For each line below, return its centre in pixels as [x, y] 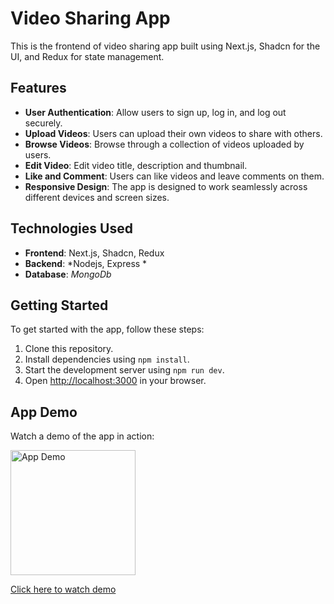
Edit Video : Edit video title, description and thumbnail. [136, 165]
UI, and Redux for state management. [87, 56]
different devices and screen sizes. [97, 197]
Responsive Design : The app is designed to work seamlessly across [166, 186]
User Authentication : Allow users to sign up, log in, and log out [155, 112]
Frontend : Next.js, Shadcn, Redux [94, 253]
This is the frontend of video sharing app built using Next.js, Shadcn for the [165, 46]
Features [38, 88]
